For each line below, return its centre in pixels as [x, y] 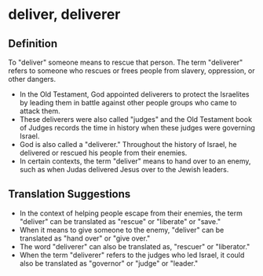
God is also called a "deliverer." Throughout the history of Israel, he [128, 144]
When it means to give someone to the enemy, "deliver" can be [122, 230]
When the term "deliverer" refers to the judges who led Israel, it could [132, 255]
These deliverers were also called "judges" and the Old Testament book [136, 119]
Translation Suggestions [69, 194]
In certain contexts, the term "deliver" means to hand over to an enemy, [135, 161]
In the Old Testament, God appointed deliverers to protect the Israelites [134, 94]
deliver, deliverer [64, 15]
